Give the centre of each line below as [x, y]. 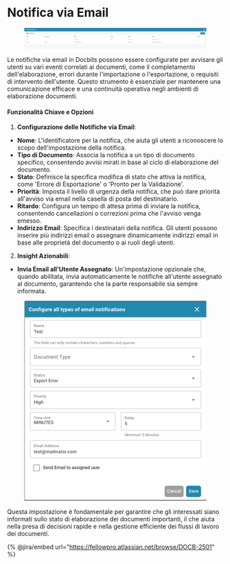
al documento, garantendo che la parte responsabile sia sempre [107, 284]
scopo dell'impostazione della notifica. [72, 148]
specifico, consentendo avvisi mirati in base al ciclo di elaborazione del [118, 162]
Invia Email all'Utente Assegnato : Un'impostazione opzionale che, [111, 269]
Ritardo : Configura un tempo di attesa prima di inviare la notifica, [109, 206]
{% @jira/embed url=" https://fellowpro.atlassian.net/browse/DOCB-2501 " [111, 547]
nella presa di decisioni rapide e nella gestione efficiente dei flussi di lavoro [113, 526]
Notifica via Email [58, 13]
